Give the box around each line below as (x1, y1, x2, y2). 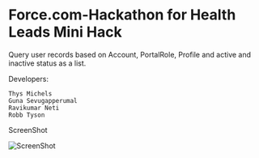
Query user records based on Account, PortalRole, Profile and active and (8, 49, 252, 59)
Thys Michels (8, 89, 53, 98)
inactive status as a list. (8, 58, 87, 68)
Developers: (8, 74, 49, 83)
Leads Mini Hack (8, 23, 123, 41)
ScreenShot (8, 125, 48, 135)
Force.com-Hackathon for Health (8, 6, 236, 24)
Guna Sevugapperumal (8, 96, 79, 105)
